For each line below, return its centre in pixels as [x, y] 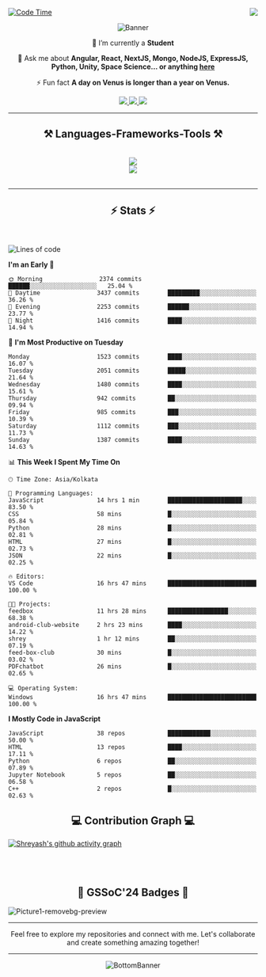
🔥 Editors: [27, 576]
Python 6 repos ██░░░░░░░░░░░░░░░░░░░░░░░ [133, 761]
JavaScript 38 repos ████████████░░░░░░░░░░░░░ [133, 733]
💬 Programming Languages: [51, 493]
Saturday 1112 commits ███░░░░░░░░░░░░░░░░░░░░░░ [133, 426]
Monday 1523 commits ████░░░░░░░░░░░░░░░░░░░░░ [133, 356]
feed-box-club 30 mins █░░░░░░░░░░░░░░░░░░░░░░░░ [133, 652]
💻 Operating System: [44, 688]
